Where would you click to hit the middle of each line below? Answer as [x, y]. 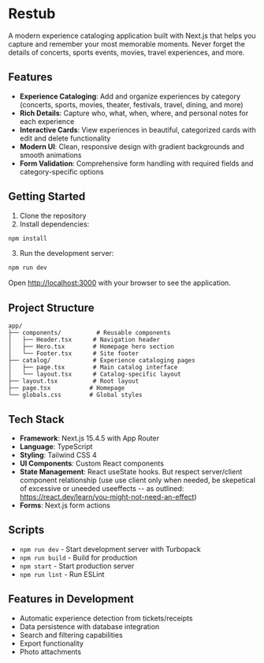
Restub [32, 14]
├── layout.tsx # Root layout [74, 381]
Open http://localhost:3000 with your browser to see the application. [119, 283]
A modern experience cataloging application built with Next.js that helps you [132, 36]
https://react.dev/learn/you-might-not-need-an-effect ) [108, 496]
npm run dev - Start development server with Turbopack [110, 549]
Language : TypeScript [56, 446]
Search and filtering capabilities [71, 635]
